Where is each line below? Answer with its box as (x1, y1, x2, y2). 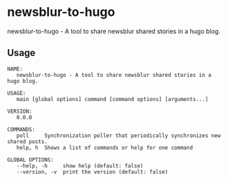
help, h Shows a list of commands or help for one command (16, 144, 193, 151)
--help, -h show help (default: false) (16, 162, 144, 170)
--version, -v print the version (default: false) (16, 168, 169, 175)
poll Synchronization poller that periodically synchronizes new (16, 132, 221, 139)
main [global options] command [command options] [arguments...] (16, 95, 209, 102)
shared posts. (7, 138, 48, 145)
